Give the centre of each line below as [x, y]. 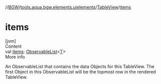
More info [15, 57]
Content [13, 46]
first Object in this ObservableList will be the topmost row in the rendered [80, 72]
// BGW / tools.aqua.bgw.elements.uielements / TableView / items [68, 7]
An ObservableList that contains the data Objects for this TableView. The [80, 66]
